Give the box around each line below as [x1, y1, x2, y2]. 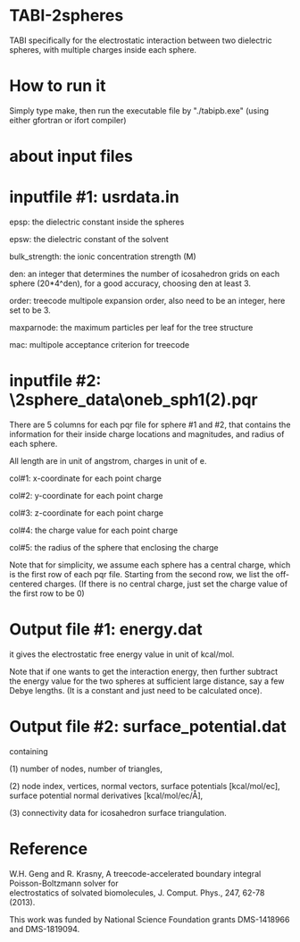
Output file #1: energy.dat [9, 619, 203, 640]
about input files [9, 147, 134, 166]
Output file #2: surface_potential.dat [9, 717, 287, 737]
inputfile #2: [9, 371, 102, 391]
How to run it [9, 76, 106, 97]
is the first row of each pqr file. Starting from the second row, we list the [9, 568, 274, 579]
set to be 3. [9, 305, 51, 315]
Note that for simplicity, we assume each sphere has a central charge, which [9, 559, 291, 570]
